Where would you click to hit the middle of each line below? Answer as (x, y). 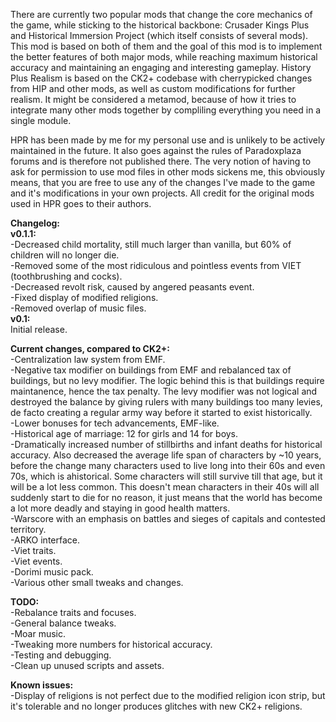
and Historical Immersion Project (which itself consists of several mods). (159, 35)
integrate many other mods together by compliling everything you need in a (166, 110)
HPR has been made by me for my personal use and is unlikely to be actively (168, 140)
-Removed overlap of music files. (78, 308)
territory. (28, 529)
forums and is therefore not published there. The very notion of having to (161, 161)
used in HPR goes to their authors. (81, 203)
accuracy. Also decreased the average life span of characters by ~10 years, (166, 455)
